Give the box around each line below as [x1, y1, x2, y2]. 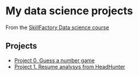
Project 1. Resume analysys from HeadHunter [14, 63, 125, 70]
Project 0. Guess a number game [14, 56, 95, 64]
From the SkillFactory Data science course [5, 24, 109, 31]
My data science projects [5, 4, 133, 18]
